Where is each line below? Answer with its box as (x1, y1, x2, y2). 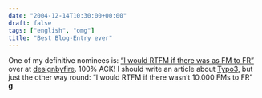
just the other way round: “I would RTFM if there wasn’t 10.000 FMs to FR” (8, 73, 253, 82)
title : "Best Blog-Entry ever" (8, 33, 113, 42)
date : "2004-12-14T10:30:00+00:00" (8, 11, 127, 20)
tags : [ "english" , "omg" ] (8, 26, 95, 34)
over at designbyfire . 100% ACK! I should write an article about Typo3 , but (8, 65, 253, 74)
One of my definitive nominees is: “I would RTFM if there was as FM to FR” (8, 56, 255, 65)
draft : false (8, 19, 52, 27)
